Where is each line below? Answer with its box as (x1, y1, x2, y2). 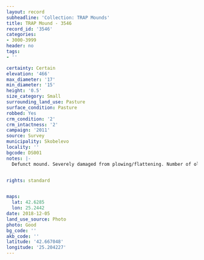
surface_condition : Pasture (6, 104, 78, 111)
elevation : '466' (6, 70, 50, 77)
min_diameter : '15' (6, 82, 56, 88)
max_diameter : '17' (6, 77, 56, 83)
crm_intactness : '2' (6, 121, 59, 128)
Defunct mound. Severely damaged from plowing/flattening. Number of (12, 161, 191, 167)
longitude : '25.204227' (6, 244, 67, 251)
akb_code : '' (6, 233, 39, 239)
